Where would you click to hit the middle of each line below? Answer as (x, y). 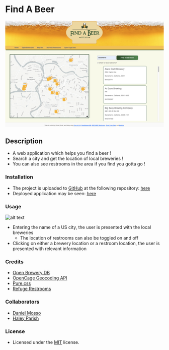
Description (24, 141)
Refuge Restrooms (32, 289)
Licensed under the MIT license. (46, 342)
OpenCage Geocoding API (40, 278)
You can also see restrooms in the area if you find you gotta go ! (79, 164)
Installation (19, 177)
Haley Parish (26, 318)
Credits (14, 262)
